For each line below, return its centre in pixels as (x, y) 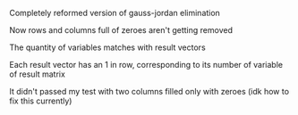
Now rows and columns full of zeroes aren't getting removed (121, 30)
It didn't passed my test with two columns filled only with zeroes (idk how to (149, 91)
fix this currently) (41, 101)
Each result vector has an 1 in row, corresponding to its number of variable (146, 65)
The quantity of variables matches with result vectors (107, 47)
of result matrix (37, 74)
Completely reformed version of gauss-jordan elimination (115, 13)
